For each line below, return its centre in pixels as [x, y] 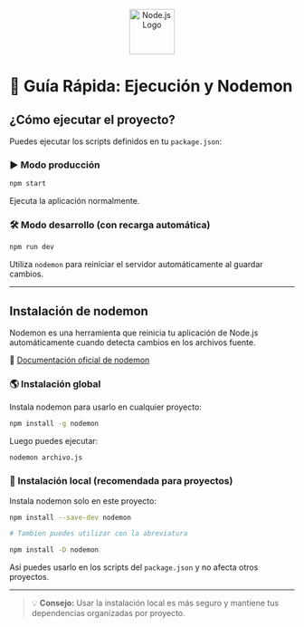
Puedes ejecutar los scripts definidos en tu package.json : [116, 141]
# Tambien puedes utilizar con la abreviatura [99, 534]
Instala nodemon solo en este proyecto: [83, 501]
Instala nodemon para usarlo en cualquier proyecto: [105, 407]
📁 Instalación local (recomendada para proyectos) [121, 481]
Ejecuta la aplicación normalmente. [75, 201]
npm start [28, 184]
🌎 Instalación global [55, 384]
